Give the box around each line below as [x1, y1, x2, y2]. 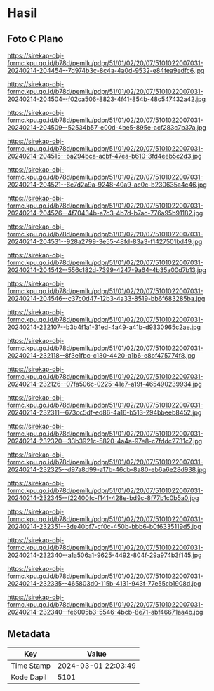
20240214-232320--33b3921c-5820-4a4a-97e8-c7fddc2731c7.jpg [7, 437, 203, 445]
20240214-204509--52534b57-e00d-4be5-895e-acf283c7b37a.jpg [7, 123, 207, 131]
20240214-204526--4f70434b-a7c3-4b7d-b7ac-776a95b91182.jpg [7, 209, 203, 217]
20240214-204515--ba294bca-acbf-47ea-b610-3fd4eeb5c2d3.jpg [7, 152, 202, 160]
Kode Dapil [11, 672, 47, 682]
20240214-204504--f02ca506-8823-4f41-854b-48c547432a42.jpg [7, 95, 206, 103]
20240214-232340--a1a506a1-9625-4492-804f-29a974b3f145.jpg [7, 551, 202, 559]
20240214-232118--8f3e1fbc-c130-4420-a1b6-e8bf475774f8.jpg [7, 351, 196, 359]
